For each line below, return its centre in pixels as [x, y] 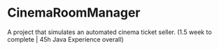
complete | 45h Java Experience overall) [65, 39]
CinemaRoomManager [74, 13]
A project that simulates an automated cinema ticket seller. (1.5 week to [109, 32]
